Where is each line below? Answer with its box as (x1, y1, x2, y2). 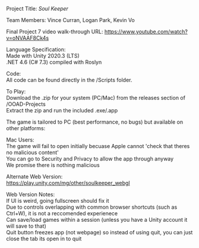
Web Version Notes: (6, 191, 55, 198)
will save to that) (6, 222, 46, 230)
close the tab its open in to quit (6, 235, 82, 242)
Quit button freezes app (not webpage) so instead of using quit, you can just (6, 229, 193, 236)
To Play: (6, 88, 26, 95)
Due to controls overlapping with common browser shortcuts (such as (6, 203, 178, 211)
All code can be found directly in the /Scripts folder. (6, 77, 132, 83)
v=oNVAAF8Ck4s (6, 34, 49, 41)
